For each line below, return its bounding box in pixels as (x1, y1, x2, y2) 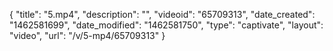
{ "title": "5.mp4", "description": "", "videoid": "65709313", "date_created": (9, 9, 316, 20)
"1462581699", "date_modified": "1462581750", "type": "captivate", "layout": (9, 19, 324, 31)
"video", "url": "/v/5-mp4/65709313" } (9, 30, 166, 41)
